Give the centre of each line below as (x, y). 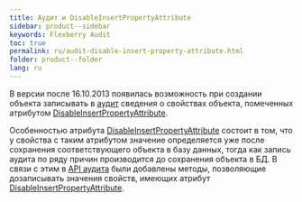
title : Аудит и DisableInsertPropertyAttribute (101, 18)
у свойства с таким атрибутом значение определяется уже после (137, 140)
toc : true (28, 43)
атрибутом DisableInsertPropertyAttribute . (89, 113)
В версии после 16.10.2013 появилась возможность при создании (136, 93)
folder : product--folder (56, 60)
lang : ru (26, 69)
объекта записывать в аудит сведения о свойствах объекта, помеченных (151, 103)
